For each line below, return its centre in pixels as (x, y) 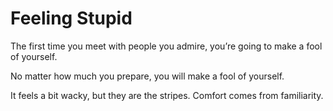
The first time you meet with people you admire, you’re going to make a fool (166, 46)
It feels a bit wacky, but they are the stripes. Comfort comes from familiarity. (167, 95)
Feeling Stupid (71, 18)
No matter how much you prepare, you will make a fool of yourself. (147, 76)
